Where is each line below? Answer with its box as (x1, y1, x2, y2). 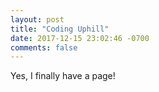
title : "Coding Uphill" (10, 24, 110, 34)
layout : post (10, 14, 65, 25)
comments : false (10, 42, 78, 53)
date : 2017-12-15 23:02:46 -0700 (10, 33, 150, 43)
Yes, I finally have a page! (10, 70, 116, 82)
